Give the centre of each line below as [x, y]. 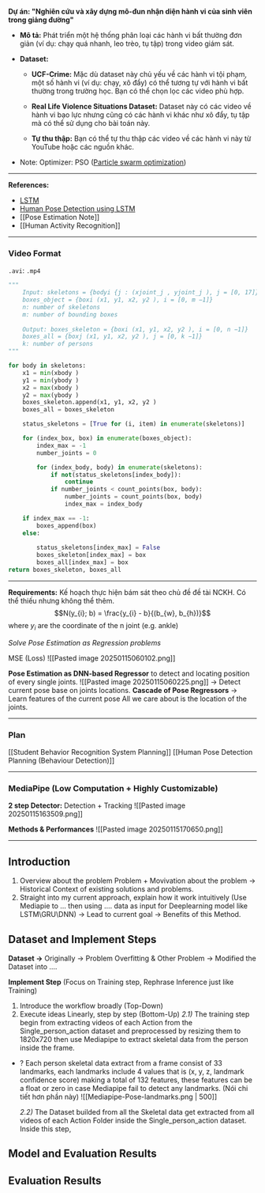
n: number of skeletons [62, 307]
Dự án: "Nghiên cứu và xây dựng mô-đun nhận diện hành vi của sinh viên [130, 11]
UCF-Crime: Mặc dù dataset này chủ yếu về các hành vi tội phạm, [139, 74]
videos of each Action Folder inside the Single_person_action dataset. [133, 1120]
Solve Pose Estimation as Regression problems [85, 642]
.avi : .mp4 [24, 271]
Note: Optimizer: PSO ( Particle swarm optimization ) [103, 162]
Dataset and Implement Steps [82, 939]
